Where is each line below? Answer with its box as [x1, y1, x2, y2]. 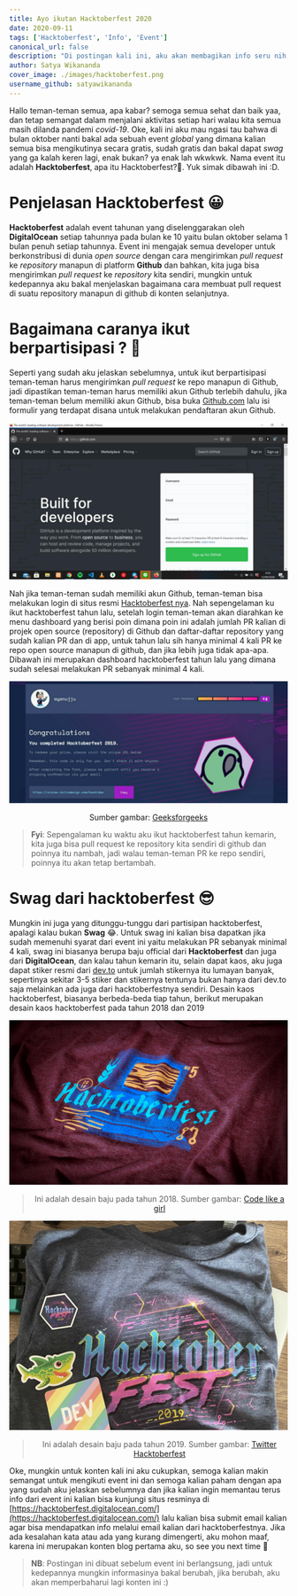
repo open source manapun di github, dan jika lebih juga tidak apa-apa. [9, 645, 270, 656]
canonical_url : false [9, 43, 89, 51]
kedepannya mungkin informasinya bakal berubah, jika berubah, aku [30, 1567, 280, 1577]
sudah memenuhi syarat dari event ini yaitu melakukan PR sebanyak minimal [9, 936, 287, 947]
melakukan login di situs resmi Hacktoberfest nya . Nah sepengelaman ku [9, 598, 275, 609]
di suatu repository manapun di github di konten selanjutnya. [9, 288, 230, 299]
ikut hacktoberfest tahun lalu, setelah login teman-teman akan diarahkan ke [9, 607, 284, 618]
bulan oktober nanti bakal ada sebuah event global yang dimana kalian [9, 133, 267, 144]
